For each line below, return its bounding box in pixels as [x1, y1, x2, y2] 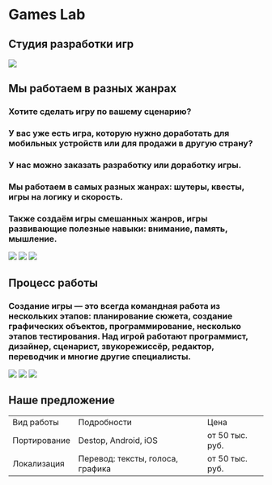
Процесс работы [8, 276, 99, 289]
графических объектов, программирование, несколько [8, 320, 241, 331]
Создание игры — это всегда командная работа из [8, 300, 220, 311]
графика [78, 462, 112, 474]
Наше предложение [8, 394, 115, 407]
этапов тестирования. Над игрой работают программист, [8, 331, 249, 342]
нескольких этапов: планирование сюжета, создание [8, 310, 233, 322]
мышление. [8, 233, 57, 244]
